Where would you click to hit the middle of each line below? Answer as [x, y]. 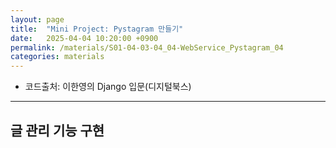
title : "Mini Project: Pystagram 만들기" [97, 29]
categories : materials [57, 57]
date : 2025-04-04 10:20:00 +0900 [84, 38]
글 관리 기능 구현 [57, 130]
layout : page [37, 19]
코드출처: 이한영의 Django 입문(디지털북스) [108, 87]
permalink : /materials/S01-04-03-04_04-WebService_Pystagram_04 [147, 47]
